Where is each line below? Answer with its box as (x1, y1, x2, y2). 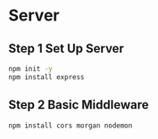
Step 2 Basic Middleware (8, 97, 149, 112)
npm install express (8, 72, 86, 81)
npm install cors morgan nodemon (8, 121, 133, 130)
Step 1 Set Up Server (8, 41, 124, 56)
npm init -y (8, 64, 53, 73)
